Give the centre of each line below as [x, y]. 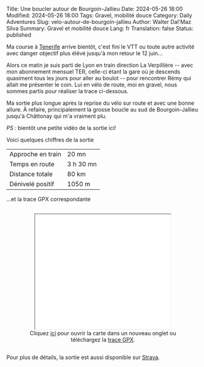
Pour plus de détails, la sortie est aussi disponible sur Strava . [83, 357]
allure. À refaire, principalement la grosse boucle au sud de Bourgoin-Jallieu [102, 109]
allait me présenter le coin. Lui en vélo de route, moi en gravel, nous [92, 85]
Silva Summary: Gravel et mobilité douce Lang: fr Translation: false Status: [100, 28]
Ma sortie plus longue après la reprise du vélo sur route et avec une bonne [100, 103]
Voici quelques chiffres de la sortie [50, 140]
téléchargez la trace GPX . [103, 340]
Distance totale [31, 174]
